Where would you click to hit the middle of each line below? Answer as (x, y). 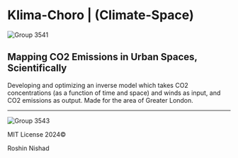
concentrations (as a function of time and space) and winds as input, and (114, 93)
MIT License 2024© (37, 134)
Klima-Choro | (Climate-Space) (101, 15)
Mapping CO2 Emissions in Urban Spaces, (102, 57)
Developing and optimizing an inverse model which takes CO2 (98, 85)
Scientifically (37, 68)
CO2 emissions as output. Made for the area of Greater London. (100, 100)
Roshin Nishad (28, 148)
